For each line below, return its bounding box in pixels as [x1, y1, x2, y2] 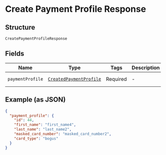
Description [131, 64, 160, 71]
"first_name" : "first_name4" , [14, 122, 77, 127]
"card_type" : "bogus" [14, 136, 58, 141]
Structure [5, 23, 36, 32]
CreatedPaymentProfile [47, 76, 101, 82]
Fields [5, 49, 25, 58]
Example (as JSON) [5, 95, 66, 104]
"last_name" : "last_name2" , [14, 127, 72, 132]
